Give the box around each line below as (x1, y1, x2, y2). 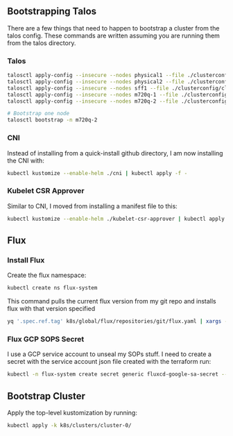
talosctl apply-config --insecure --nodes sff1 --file (7, 85, 169, 92)
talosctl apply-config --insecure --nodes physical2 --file (7, 78, 185, 85)
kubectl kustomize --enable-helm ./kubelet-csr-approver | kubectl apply (7, 215, 225, 222)
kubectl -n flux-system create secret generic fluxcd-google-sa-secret (7, 371, 218, 378)
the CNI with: (7, 156, 45, 165)
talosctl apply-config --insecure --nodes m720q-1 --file (7, 91, 178, 98)
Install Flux (7, 255, 45, 265)
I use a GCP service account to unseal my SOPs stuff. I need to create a (7, 350, 212, 358)
